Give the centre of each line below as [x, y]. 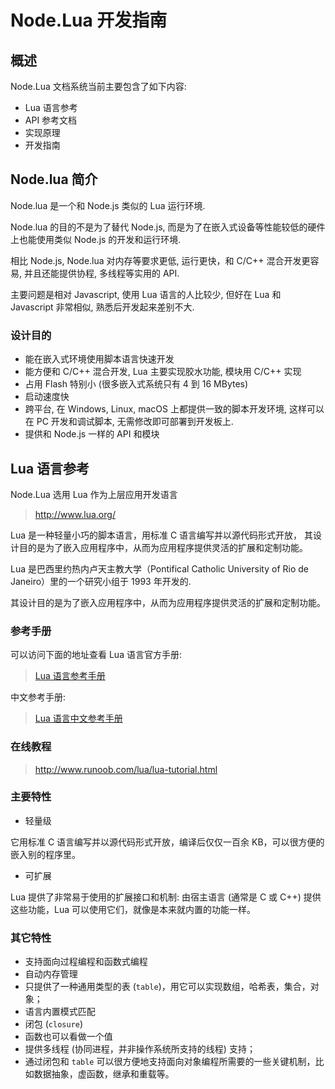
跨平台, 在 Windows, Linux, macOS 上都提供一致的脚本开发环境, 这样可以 [174, 409]
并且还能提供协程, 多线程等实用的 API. [101, 273]
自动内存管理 [51, 974]
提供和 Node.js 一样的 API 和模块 [92, 434]
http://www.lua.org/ [75, 514]
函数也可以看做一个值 [68, 1037]
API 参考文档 [51, 120]
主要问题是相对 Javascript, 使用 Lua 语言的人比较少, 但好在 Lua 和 [146, 294]
